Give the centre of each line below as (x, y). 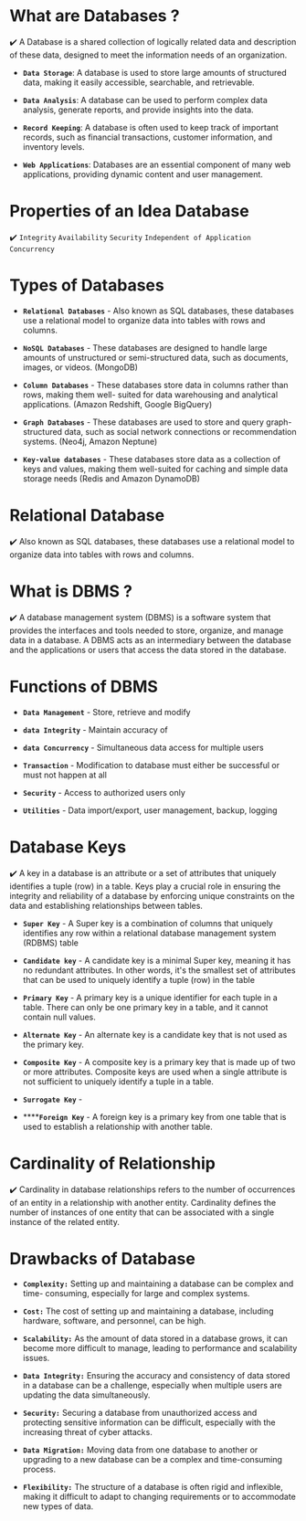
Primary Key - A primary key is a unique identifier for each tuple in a (150, 998)
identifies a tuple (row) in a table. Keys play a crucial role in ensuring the (145, 886)
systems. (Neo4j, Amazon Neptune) (90, 441)
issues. (36, 1358)
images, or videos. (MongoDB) (80, 367)
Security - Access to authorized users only (104, 792)
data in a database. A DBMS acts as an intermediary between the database (151, 639)
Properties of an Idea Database (129, 211)
